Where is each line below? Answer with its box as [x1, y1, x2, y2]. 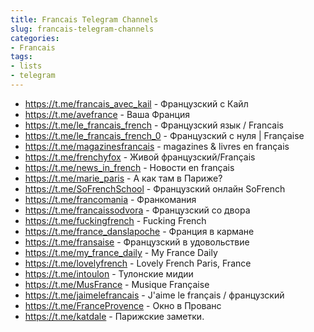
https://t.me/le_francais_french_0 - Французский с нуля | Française [24, 129, 305, 141]
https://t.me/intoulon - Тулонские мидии [24, 267, 194, 280]
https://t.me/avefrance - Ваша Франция [24, 108, 191, 120]
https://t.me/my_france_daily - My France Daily [24, 246, 218, 258]
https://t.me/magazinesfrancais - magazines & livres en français [24, 140, 290, 152]
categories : [10, 33, 60, 43]
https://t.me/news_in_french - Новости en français [24, 161, 235, 173]
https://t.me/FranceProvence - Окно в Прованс [24, 299, 222, 311]
